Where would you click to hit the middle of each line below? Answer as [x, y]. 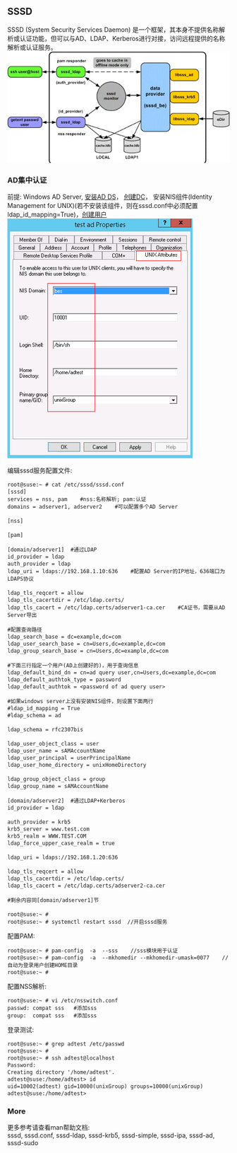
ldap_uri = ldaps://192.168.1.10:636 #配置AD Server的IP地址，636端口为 [116, 572]
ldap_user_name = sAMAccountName [56, 751]
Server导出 [22, 615]
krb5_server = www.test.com [49, 829]
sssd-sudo [23, 1143]
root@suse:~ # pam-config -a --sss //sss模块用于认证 [93, 951]
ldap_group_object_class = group [56, 780]
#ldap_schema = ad [34, 716]
